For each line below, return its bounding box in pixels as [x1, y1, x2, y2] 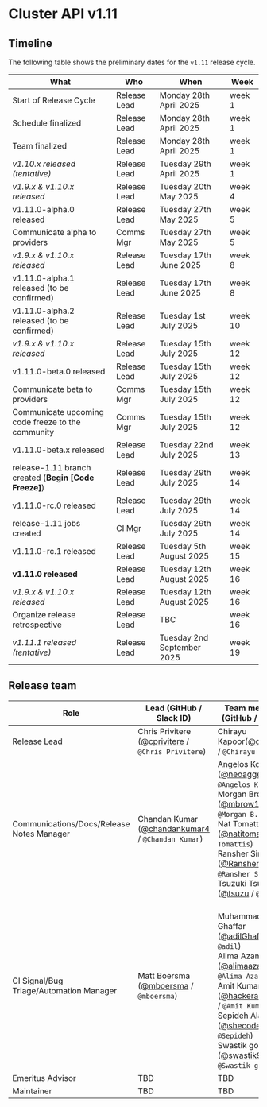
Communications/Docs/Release [12, 818, 130, 829]
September [159, 642, 201, 652]
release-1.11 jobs [12, 518, 81, 528]
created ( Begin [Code [12, 472, 95, 483]
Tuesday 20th [159, 181, 212, 192]
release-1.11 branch [12, 463, 91, 473]
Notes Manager [12, 828, 70, 839]
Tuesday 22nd [159, 439, 214, 450]
